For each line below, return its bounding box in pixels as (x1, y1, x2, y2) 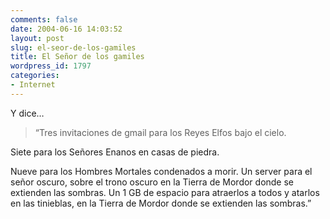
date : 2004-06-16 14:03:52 (10, 24, 123, 34)
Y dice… (10, 107, 45, 119)
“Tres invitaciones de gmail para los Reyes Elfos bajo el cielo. (34, 126, 287, 138)
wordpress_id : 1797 (10, 61, 92, 71)
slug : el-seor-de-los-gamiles (10, 42, 137, 53)
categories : (10, 71, 60, 81)
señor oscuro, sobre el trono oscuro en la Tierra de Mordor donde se (10, 176, 295, 188)
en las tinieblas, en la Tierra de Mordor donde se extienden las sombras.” (10, 197, 312, 209)
